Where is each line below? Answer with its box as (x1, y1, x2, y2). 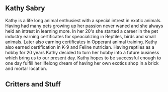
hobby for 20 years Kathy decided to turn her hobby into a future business (5, 49, 159, 55)
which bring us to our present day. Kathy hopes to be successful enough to (5, 55, 161, 61)
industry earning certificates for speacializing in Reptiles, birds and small (5, 33, 156, 39)
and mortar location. (5, 65, 47, 71)
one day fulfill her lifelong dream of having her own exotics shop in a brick (5, 60, 159, 66)
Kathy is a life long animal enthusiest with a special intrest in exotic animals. (5, 17, 162, 23)
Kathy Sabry (5, 4, 45, 13)
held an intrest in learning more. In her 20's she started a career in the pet (5, 28, 158, 34)
